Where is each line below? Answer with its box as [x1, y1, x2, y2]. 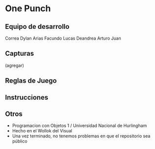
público [12, 138, 28, 144]
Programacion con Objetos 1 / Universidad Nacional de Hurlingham [12, 123, 147, 128]
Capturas [5, 49, 34, 58]
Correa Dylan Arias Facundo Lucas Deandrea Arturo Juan [5, 35, 121, 41]
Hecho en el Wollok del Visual [12, 128, 72, 134]
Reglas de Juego [5, 77, 57, 85]
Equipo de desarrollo [5, 22, 70, 31]
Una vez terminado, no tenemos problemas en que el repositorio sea [12, 133, 151, 139]
